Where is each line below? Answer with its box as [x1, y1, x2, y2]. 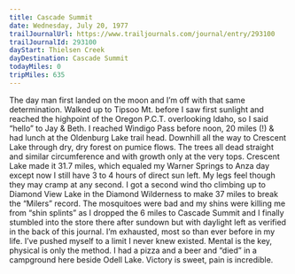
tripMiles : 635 [9, 71, 66, 80]
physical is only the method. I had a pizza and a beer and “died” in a [9, 245, 257, 255]
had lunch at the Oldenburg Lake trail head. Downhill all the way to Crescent [9, 132, 286, 142]
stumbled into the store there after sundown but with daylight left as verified [9, 217, 286, 227]
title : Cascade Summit [9, 12, 93, 22]
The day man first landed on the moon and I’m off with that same [9, 95, 245, 105]
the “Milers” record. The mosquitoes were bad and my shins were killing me [9, 198, 286, 209]
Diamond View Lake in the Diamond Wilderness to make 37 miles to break [9, 188, 279, 199]
